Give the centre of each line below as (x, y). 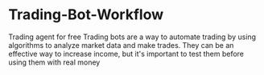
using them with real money (54, 62)
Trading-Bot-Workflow (86, 15)
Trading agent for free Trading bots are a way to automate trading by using (132, 37)
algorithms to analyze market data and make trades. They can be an (121, 45)
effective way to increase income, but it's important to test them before (126, 53)
